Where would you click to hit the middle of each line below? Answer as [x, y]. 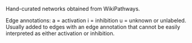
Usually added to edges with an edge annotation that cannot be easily [93, 27]
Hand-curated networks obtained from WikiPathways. [73, 9]
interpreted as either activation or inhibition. [60, 33]
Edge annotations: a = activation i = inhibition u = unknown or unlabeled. [96, 20]
